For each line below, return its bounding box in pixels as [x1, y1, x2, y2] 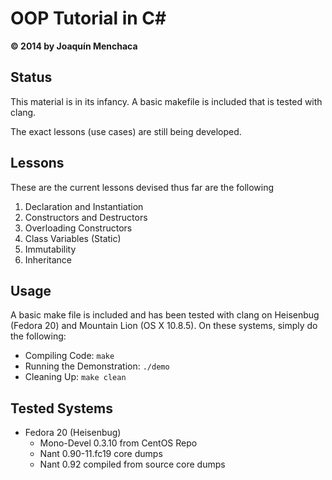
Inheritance [24, 253, 73, 266]
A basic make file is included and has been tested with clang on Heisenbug [10, 309, 320, 321]
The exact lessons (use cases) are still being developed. [10, 125, 242, 137]
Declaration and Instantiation [24, 200, 144, 212]
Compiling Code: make [24, 350, 115, 362]
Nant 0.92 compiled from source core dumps [39, 458, 226, 471]
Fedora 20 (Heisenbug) [24, 427, 122, 439]
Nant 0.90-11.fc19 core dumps [39, 448, 163, 460]
